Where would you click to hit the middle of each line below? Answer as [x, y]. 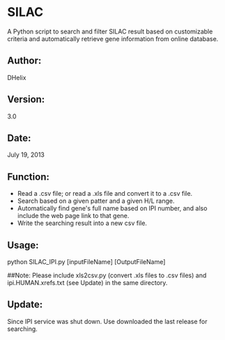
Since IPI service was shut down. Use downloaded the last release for [107, 321]
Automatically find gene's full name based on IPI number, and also [112, 208]
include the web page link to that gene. [73, 216]
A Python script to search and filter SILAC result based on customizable [110, 31]
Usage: [23, 245]
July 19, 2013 [26, 155]
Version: [26, 99]
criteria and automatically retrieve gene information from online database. [113, 38]
